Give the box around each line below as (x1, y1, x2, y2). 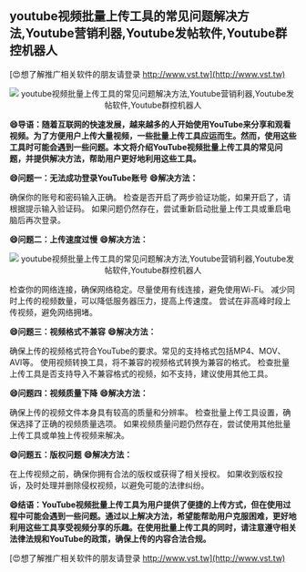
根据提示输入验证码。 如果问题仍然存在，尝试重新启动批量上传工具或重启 (9, 203, 283, 214)
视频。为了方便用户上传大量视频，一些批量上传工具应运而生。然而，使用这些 (9, 130, 297, 141)
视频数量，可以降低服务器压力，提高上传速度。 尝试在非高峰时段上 (40, 295, 291, 306)
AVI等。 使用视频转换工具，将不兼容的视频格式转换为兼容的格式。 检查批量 (9, 356, 290, 367)
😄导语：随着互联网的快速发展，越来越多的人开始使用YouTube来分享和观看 (9, 118, 291, 129)
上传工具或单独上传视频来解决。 (9, 429, 129, 440)
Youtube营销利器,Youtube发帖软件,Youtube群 (25, 26, 288, 41)
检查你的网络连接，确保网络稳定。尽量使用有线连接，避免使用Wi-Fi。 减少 (9, 283, 288, 294)
